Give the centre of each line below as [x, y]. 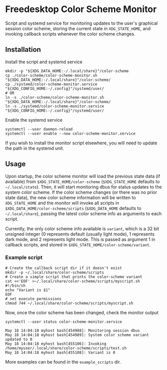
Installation [23, 50]
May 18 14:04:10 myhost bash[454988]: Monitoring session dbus [73, 330]
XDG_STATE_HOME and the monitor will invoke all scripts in [62, 203]
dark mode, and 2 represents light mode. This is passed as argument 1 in [80, 239]
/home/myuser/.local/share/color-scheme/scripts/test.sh [66, 348]
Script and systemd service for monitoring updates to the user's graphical [81, 23]
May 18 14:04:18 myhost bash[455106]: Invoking [56, 344]
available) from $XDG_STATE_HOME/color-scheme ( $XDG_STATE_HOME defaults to [82, 181]
